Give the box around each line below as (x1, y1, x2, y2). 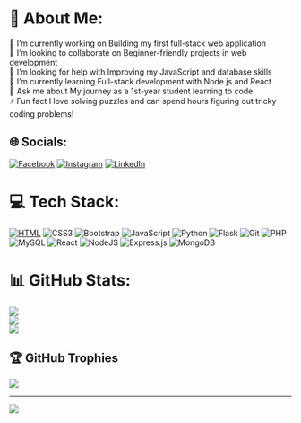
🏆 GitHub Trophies (9, 350, 119, 366)
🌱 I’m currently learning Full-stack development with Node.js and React (9, 75, 271, 86)
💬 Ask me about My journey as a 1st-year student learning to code (9, 85, 254, 96)
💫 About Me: (9, 8, 104, 29)
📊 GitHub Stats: (9, 269, 132, 290)
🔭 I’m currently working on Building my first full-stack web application (9, 38, 267, 48)
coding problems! (9, 108, 74, 119)
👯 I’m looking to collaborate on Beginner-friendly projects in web (9, 47, 247, 57)
